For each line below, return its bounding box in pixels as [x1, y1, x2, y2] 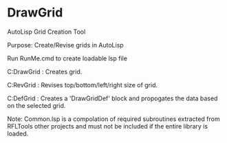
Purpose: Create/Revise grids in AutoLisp [7, 41, 124, 49]
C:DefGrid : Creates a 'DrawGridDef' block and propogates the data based [7, 94, 218, 102]
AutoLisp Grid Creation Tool [7, 27, 86, 36]
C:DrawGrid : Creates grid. [7, 67, 83, 76]
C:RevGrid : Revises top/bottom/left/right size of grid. [7, 80, 158, 89]
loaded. [7, 129, 29, 137]
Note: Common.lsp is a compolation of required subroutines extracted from [7, 115, 220, 123]
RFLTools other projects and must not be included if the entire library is [7, 122, 208, 130]
